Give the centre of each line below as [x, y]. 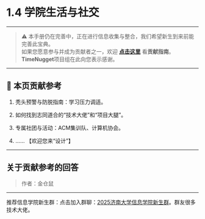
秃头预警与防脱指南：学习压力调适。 [61, 102]
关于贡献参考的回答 [42, 167]
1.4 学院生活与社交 [53, 13]
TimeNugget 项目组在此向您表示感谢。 [70, 59]
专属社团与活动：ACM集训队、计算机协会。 [69, 127]
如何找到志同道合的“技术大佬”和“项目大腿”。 [71, 115]
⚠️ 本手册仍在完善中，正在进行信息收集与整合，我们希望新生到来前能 [108, 36]
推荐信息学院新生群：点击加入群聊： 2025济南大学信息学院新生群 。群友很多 [101, 202]
